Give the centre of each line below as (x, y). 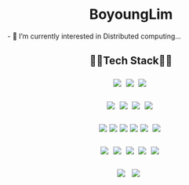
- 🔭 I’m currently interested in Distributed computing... (94, 36)
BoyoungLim (131, 15)
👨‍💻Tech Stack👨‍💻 (131, 61)
